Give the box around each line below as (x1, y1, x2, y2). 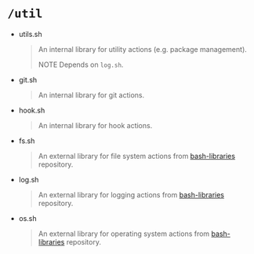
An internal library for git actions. (38, 90, 145, 100)
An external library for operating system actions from (38, 229, 210, 238)
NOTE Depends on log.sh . (38, 60, 124, 69)
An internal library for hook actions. (38, 120, 153, 130)
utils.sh (18, 29, 42, 39)
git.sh (18, 75, 38, 84)
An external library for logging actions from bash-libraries (38, 190, 225, 199)
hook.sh (18, 105, 45, 115)
